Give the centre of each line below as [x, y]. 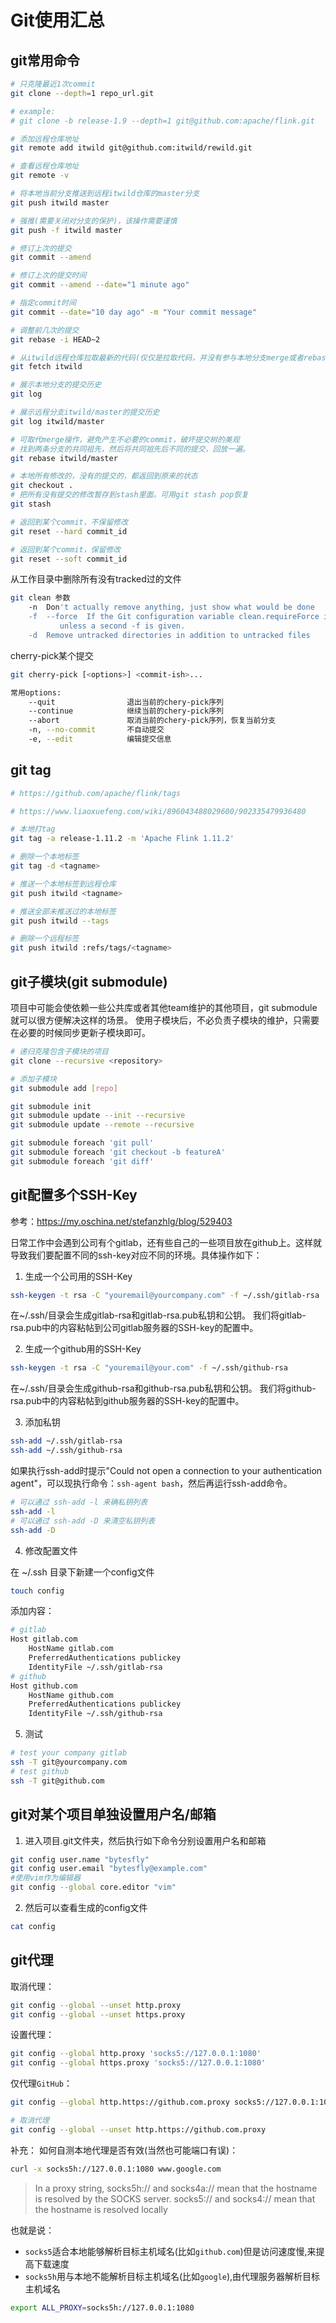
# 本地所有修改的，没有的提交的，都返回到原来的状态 [104, 476]
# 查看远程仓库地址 [45, 166]
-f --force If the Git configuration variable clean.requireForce [174, 617]
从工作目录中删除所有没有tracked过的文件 [96, 579]
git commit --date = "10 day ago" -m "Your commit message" [133, 312]
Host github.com [44, 1686]
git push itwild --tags [60, 921]
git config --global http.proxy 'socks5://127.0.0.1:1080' [136, 2054]
